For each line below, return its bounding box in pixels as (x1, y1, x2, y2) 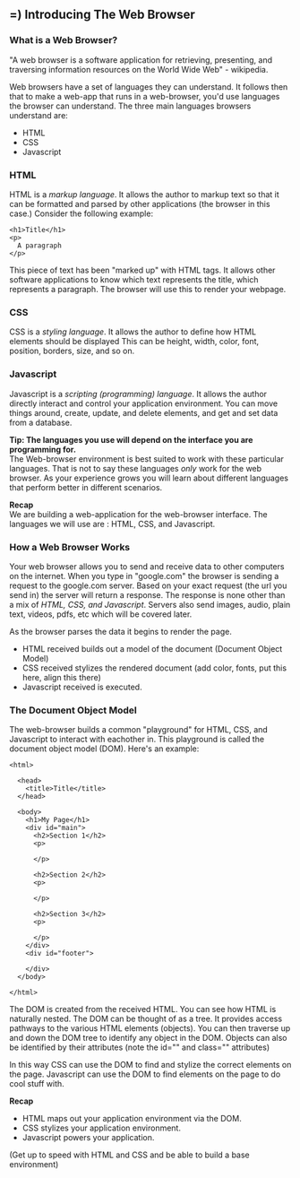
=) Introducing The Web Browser (9, 7, 195, 22)
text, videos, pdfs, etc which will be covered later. (9, 609, 193, 619)
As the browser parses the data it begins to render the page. (9, 626, 233, 637)
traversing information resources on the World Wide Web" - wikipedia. (9, 64, 269, 74)
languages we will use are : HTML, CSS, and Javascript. (9, 518, 216, 529)
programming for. (9, 444, 76, 455)
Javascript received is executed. (21, 681, 142, 692)
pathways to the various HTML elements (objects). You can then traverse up (9, 1023, 291, 1034)
